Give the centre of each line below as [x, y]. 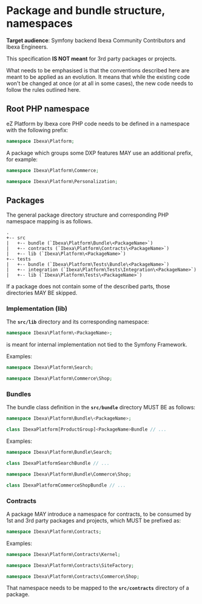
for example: [22, 159]
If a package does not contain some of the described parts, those [88, 286]
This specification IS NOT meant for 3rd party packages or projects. [92, 58]
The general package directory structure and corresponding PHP [88, 215]
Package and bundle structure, [86, 11]
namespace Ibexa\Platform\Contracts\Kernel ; [63, 554]
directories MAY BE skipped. [42, 293]
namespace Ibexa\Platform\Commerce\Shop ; [59, 379]
